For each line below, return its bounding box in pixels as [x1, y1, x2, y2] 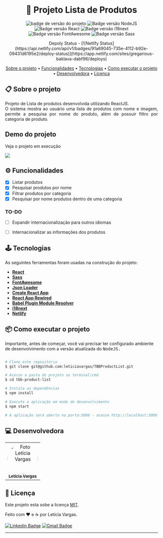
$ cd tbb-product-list [5, 377, 51, 382]
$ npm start [5, 404, 29, 409]
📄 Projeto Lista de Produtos [26, 4, 137, 16]
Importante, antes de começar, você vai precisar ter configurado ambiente [5, 341, 154, 346]
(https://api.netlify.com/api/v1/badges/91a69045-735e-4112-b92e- [15, 45, 148, 51]
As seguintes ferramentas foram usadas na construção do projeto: [5, 259, 138, 265]
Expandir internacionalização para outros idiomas [12, 219, 112, 225]
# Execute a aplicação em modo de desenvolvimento [5, 399, 110, 404]
